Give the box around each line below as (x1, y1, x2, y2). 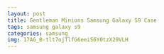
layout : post (7, 10, 46, 18)
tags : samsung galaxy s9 (7, 23, 81, 30)
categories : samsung (7, 29, 69, 37)
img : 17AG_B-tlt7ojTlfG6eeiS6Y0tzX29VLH (7, 36, 129, 43)
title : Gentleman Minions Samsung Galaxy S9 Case (7, 17, 158, 24)
